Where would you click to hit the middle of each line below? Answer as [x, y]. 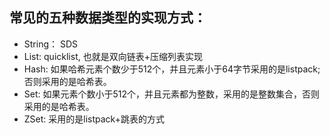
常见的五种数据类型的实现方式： [108, 18]
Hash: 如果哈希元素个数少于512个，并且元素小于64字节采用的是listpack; [172, 69]
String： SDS [51, 44]
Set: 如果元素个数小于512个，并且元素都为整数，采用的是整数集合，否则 [172, 94]
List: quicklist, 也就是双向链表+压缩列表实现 [113, 56]
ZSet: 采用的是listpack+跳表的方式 [94, 119]
